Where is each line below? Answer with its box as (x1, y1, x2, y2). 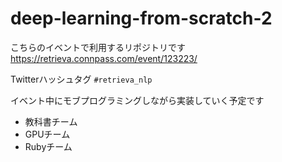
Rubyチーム (24, 140, 73, 152)
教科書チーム (24, 115, 78, 127)
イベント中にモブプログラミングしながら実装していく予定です (10, 94, 265, 106)
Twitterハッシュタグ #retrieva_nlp (10, 73, 153, 85)
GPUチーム (24, 128, 71, 140)
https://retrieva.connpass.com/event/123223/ (10, 52, 198, 64)
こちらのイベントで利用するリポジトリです (10, 41, 186, 53)
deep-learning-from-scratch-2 (10, 7, 273, 30)
